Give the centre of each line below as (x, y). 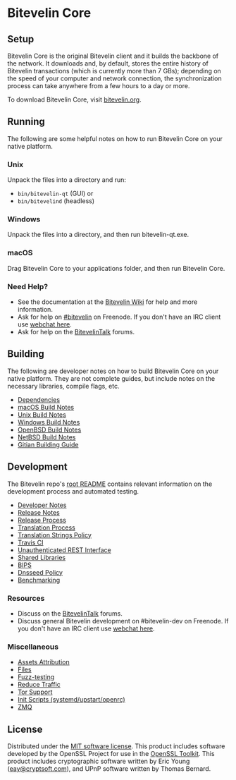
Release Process (42, 520)
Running (26, 122)
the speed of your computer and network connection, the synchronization (114, 78)
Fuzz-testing (36, 677)
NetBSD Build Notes (46, 437)
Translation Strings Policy (54, 535)
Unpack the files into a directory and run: (67, 180)
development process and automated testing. (73, 491)
